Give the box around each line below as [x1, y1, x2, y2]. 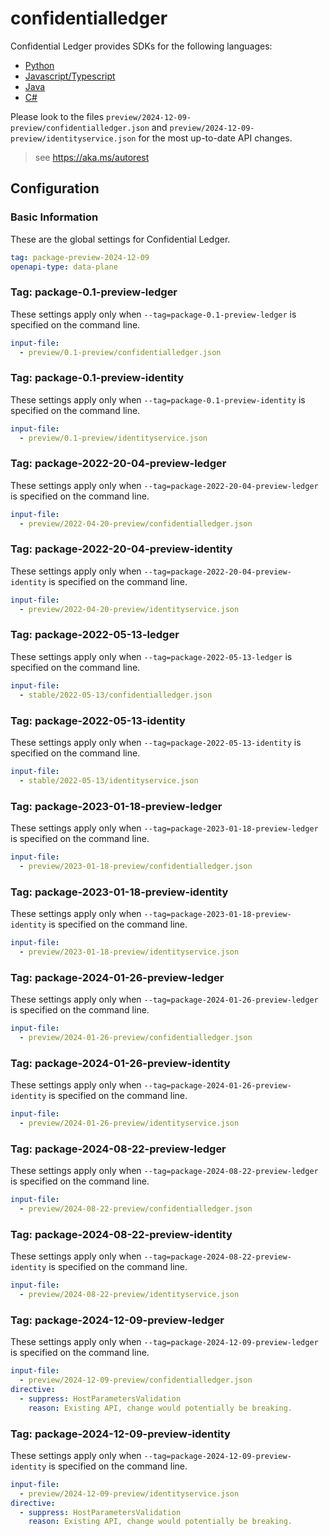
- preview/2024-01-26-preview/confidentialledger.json [19, 1032, 253, 1042]
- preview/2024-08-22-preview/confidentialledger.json [19, 1204, 253, 1214]
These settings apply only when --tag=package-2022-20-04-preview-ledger [10, 479, 319, 491]
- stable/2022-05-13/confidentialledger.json [19, 690, 213, 700]
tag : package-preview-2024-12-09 [10, 252, 150, 262]
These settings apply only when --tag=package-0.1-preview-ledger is [10, 308, 297, 320]
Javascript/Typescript [24, 70, 116, 82]
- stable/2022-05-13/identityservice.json [19, 775, 199, 786]
